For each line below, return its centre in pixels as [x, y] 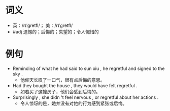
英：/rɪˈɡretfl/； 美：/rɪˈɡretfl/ [43, 25]
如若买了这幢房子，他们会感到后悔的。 [60, 91]
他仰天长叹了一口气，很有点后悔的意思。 [62, 80]
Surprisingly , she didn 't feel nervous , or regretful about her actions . [86, 97]
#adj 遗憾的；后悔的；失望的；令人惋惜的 [56, 31]
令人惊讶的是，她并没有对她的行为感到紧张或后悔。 [74, 103]
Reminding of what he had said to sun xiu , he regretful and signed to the [89, 68]
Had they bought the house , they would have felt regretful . [75, 85]
